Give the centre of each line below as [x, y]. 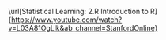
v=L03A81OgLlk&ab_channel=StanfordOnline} [83, 28]
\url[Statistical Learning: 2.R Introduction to [78, 11]
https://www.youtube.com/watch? [66, 20]
